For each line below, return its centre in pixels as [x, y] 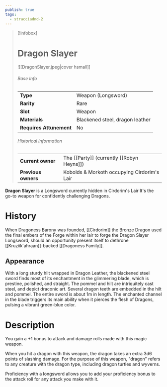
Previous [31, 172]
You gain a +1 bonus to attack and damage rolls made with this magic [76, 339]
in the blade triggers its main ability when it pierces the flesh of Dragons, [80, 299]
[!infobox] [27, 33]
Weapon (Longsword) [102, 95]
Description [30, 325]
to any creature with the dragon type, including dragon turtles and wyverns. [83, 364]
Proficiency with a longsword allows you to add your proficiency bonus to [80, 374]
